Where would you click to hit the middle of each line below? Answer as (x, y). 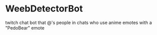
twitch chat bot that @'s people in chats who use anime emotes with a (79, 22)
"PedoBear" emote (25, 27)
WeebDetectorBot (44, 9)
